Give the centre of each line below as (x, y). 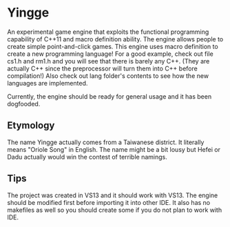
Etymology (31, 126)
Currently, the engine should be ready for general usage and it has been (109, 96)
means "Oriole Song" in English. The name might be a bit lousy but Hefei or (114, 149)
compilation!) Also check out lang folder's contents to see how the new (108, 76)
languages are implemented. (48, 83)
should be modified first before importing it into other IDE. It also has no (109, 202)
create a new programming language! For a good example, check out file (110, 54)
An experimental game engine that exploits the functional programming (108, 32)
